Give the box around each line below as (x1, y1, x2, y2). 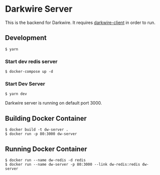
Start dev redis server (5, 58, 58, 65)
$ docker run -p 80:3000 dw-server (5, 131, 77, 136)
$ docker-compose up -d (5, 69, 53, 74)
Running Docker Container (5, 145, 88, 153)
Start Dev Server (5, 80, 45, 87)
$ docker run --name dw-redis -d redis (5, 157, 86, 162)
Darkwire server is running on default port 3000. (5, 100, 102, 106)
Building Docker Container (5, 114, 87, 123)
